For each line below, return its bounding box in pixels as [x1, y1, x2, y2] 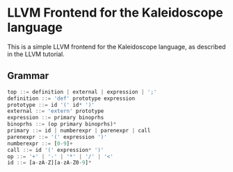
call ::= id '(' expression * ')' [7, 146, 104, 153]
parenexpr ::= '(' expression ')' [7, 133, 108, 140]
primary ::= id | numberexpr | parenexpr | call [7, 127, 151, 134]
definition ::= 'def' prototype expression [7, 95, 136, 102]
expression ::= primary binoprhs [7, 114, 104, 121]
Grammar [7, 70, 49, 82]
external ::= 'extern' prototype [7, 108, 104, 115]
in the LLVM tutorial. [7, 50, 65, 58]
